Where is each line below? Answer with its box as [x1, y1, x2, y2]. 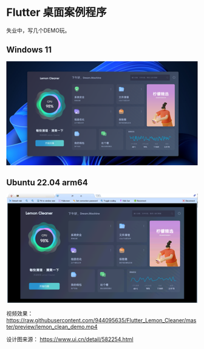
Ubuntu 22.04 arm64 [6, 177, 88, 188]
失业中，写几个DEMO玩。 [6, 27, 70, 34]
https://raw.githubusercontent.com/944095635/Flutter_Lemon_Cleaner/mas [6, 317, 197, 324]
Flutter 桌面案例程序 [6, 5, 107, 19]
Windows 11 [6, 45, 52, 55]
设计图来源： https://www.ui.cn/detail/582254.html [6, 336, 134, 343]
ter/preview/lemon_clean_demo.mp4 [6, 323, 98, 331]
